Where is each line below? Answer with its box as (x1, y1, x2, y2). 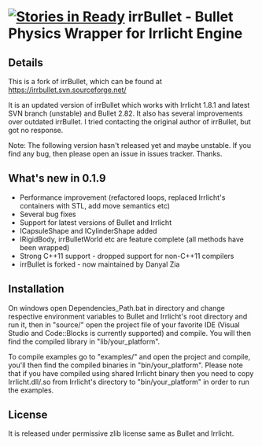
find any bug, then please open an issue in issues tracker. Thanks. (8, 149, 223, 158)
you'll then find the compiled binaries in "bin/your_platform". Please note (8, 360, 244, 370)
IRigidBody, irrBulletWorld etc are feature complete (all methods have (19, 234, 244, 244)
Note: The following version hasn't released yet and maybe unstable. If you (8, 141, 252, 149)
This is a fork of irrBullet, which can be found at (8, 77, 163, 86)
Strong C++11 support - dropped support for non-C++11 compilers (19, 251, 234, 260)
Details (8, 56, 43, 69)
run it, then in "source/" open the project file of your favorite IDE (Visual (8, 319, 240, 330)
